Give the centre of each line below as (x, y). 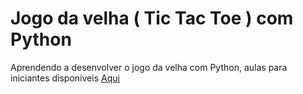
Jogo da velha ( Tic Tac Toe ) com (152, 18)
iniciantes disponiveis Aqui (65, 78)
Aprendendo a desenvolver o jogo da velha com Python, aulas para (149, 67)
